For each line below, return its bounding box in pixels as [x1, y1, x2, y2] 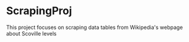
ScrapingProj [6, 4, 73, 18]
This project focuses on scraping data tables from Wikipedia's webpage [6, 24, 183, 31]
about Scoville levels [6, 30, 57, 37]
